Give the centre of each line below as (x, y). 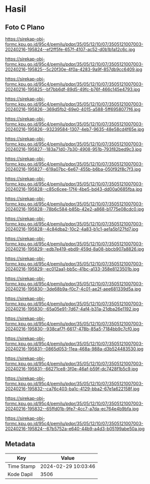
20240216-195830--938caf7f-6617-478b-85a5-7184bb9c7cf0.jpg (72, 329)
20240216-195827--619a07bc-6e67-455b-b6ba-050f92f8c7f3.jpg (73, 169)
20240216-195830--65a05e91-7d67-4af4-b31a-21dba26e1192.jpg (72, 309)
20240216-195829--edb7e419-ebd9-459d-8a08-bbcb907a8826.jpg (75, 249)
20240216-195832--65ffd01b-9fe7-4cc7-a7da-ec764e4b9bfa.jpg (72, 409)
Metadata (20, 444)
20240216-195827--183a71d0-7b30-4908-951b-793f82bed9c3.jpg (73, 149)
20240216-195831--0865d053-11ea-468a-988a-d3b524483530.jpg (74, 349)
